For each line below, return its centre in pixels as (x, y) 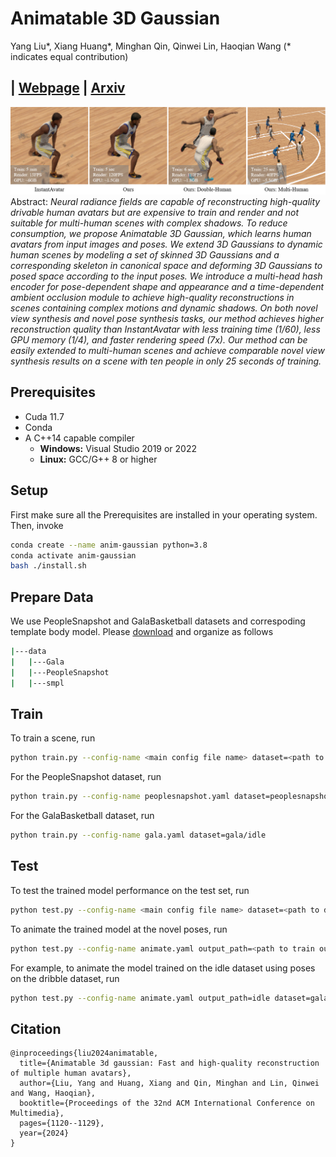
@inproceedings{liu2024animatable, (84, 1053)
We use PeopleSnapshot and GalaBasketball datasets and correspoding (158, 621)
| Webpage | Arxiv (68, 88)
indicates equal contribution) (69, 56)
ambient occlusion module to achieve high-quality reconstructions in (152, 298)
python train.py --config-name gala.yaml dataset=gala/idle (138, 835)
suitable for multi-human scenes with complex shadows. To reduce (149, 223)
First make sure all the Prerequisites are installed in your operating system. (164, 514)
